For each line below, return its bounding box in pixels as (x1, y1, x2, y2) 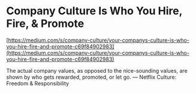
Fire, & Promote (6, 17, 85, 30)
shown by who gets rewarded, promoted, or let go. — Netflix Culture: (6, 73, 177, 80)
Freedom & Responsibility (6, 79, 70, 87)
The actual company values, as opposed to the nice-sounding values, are (6, 67, 188, 74)
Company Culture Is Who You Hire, (6, 4, 183, 18)
